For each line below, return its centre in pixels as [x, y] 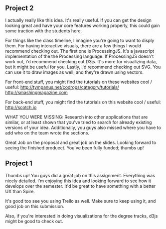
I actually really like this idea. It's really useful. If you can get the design [79, 20]
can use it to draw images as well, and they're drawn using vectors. [74, 72]
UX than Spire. [20, 191]
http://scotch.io [21, 107]
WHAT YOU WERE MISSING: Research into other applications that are [77, 117]
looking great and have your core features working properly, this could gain [83, 25]
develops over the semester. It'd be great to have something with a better [81, 186]
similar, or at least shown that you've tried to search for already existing [79, 122]
